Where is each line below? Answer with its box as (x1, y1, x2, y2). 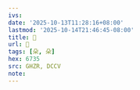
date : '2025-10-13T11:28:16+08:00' (8, 19, 124, 27)
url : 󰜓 (8, 41, 30, 49)
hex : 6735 (8, 56, 41, 63)
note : (8, 70, 26, 77)
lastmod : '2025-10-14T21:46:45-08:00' (8, 26, 135, 34)
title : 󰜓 (8, 33, 37, 41)
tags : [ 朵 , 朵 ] (8, 48, 56, 56)
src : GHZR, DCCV (8, 63, 61, 70)
